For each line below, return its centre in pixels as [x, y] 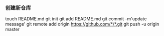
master [13, 29]
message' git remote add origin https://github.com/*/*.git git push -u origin [82, 24]
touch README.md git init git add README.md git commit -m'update [76, 19]
